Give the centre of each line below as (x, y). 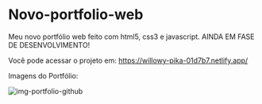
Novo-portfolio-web (76, 15)
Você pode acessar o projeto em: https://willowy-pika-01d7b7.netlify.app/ (128, 60)
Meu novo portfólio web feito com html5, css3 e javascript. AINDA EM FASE (132, 37)
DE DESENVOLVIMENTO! (49, 44)
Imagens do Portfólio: (43, 75)
